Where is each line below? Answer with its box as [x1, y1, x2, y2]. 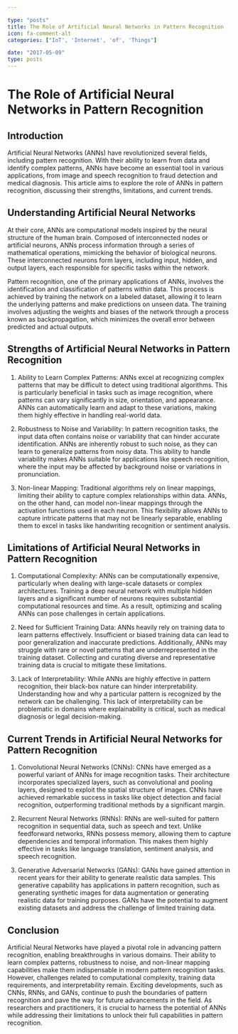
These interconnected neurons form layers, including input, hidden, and [7, 256, 217, 264]
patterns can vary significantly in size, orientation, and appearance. [17, 396, 215, 404]
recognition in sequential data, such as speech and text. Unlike [17, 822, 202, 831]
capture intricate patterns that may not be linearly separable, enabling [17, 513, 222, 522]
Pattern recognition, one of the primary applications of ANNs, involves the [7, 277, 224, 285]
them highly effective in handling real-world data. [17, 410, 162, 419]
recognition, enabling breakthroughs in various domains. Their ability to [7, 951, 217, 959]
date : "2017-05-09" [7, 49, 65, 57]
